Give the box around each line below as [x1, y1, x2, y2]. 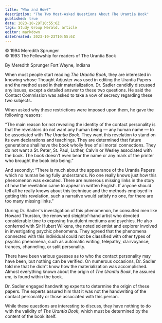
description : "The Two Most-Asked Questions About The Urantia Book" [5, 12, 149, 17]
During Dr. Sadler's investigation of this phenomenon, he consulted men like [5, 207, 158, 213]
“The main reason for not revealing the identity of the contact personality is [5, 121, 156, 127]
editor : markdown [5, 30, 40, 35]
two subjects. [5, 97, 32, 103]
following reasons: [5, 112, 42, 118]
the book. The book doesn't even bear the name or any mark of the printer [5, 152, 154, 158]
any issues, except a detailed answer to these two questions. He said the [5, 87, 151, 93]
